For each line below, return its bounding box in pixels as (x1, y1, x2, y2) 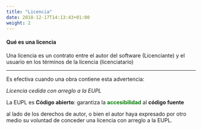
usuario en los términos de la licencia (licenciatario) (6, 58, 134, 65)
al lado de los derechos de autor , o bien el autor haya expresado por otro (6, 110, 186, 117)
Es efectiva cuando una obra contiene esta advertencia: (6, 75, 145, 83)
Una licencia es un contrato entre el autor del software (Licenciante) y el (6, 52, 185, 59)
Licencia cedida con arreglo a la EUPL (6, 87, 102, 94)
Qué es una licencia (6, 38, 57, 46)
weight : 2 (6, 20, 31, 26)
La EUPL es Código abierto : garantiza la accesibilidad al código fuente (6, 98, 185, 105)
